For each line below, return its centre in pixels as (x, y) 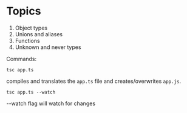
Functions (28, 40)
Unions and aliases (39, 34)
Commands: (22, 59)
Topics (24, 11)
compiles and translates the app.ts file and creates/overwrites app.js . (93, 81)
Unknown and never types (48, 47)
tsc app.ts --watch (31, 92)
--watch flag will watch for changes (51, 103)
